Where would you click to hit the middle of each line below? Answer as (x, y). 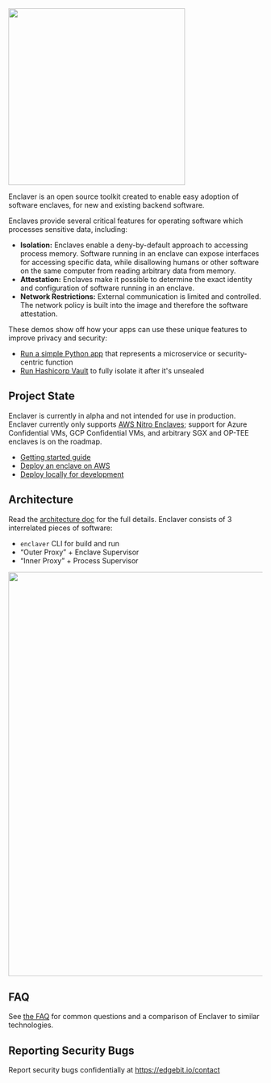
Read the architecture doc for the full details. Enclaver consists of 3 (120, 519)
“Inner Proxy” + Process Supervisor (79, 560)
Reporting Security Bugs (71, 1050)
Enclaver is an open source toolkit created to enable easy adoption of (124, 196)
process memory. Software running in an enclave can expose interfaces (140, 253)
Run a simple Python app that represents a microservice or (118, 354)
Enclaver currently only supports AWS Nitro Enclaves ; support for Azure (128, 424)
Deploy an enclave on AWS (65, 466)
